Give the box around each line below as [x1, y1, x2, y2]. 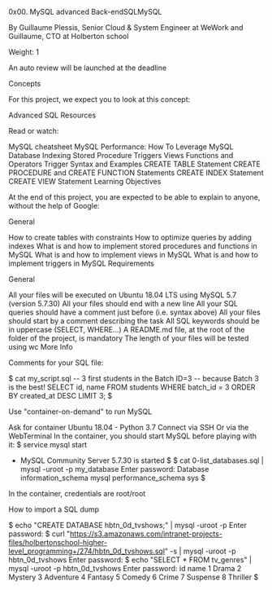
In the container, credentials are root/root [8, 489, 146, 498]
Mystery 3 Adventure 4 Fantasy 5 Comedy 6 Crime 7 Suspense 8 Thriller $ [8, 572, 259, 582]
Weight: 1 [8, 47, 39, 56]
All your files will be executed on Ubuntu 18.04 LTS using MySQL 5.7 [8, 290, 237, 300]
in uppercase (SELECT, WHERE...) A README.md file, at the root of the [8, 325, 245, 334]
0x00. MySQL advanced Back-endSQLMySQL [8, 7, 162, 16]
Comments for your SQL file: [8, 358, 104, 368]
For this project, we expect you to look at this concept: [8, 95, 191, 104]
